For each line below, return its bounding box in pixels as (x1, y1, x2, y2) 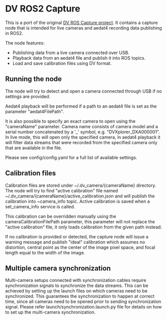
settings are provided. (5, 93, 51, 99)
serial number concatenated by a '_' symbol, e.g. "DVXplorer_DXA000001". (5, 129, 160, 135)
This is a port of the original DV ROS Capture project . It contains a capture (5, 20, 158, 26)
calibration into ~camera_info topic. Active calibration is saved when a (5, 198, 150, 204)
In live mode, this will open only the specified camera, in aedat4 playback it (5, 134, 160, 140)
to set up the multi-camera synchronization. (5, 309, 96, 315)
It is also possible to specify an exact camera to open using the (5, 118, 136, 124)
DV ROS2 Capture (5, 3, 80, 15)
